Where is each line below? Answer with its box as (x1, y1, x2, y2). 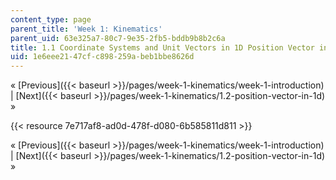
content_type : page (10, 14, 92, 25)
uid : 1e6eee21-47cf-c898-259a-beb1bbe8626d (10, 52, 195, 62)
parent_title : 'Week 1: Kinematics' (10, 24, 163, 34)
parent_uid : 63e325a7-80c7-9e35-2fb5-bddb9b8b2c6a (10, 33, 226, 43)
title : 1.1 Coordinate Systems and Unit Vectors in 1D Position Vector (10, 42, 315, 53)
